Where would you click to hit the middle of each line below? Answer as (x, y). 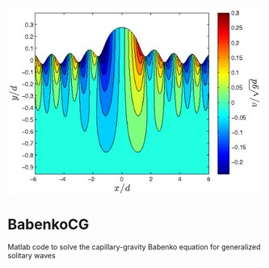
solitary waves (32, 255)
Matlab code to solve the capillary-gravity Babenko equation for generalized (134, 247)
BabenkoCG (48, 225)
